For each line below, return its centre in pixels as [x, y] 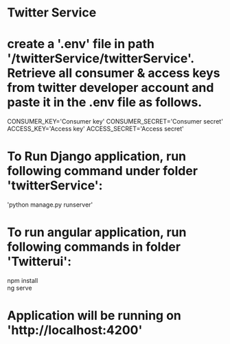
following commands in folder [94, 247]
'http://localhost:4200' [75, 330]
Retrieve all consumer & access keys [114, 73]
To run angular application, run [97, 232]
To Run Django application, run [97, 157]
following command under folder [102, 171]
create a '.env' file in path [81, 44]
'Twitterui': [39, 262]
